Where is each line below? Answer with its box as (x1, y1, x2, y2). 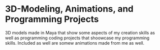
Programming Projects (5, 14, 99, 25)
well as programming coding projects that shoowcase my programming (5, 35, 150, 41)
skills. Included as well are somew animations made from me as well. (5, 40, 145, 46)
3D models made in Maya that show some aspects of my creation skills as (5, 30, 155, 35)
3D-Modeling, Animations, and (5, 3, 134, 15)
